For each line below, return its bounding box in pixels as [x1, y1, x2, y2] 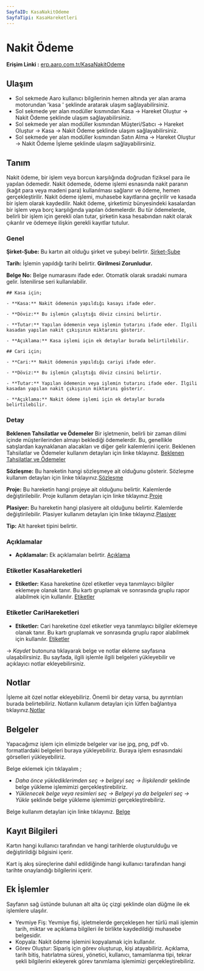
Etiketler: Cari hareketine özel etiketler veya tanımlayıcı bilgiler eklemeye [15, 622, 198, 629]
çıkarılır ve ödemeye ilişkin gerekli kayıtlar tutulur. [6, 219, 130, 226]
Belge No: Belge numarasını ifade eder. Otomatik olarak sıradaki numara [6, 272, 188, 279]
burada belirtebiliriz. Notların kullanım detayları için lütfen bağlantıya [6, 700, 177, 707]
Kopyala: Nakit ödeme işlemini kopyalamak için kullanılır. [15, 938, 157, 945]
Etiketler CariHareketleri [6, 608, 79, 617]
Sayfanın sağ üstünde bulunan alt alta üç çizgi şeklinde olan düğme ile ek [6, 900, 190, 908]
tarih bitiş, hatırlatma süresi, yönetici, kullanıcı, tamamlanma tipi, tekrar [15, 951, 192, 958]
